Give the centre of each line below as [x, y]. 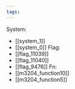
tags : [13, 12]
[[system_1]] [30, 41]
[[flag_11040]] [32, 60]
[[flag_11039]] [32, 54]
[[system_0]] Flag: [37, 47]
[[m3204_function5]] [41, 79]
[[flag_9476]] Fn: [36, 67]
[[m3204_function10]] [42, 73]
